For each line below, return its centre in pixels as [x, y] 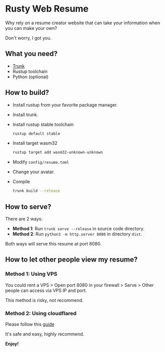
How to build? [27, 93]
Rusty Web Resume [47, 9]
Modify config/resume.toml [41, 162]
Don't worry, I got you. [28, 38]
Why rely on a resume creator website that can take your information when [83, 23]
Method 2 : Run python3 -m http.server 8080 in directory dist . [77, 234]
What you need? [31, 54]
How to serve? [28, 207]
